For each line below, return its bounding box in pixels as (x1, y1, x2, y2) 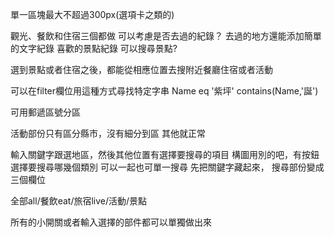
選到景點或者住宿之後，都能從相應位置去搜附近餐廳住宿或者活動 (10, 64, 273, 75)
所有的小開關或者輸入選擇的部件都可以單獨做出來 (10, 216, 212, 228)
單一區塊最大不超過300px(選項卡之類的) (10, 9, 175, 20)
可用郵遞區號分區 (10, 106, 81, 118)
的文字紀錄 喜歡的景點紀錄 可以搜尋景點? (10, 43, 178, 54)
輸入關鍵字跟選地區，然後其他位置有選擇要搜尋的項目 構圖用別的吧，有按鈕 (10, 149, 320, 160)
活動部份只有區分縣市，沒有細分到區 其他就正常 (10, 128, 206, 139)
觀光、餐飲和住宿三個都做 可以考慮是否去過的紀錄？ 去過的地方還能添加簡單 (10, 30, 322, 42)
